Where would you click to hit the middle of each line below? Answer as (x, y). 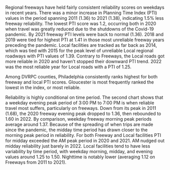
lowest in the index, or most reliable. (43, 88)
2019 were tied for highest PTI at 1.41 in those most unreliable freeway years (85, 40)
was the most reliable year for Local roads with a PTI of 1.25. (69, 67)
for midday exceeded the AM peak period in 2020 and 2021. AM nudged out (85, 140)
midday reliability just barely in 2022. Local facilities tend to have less (78, 146)
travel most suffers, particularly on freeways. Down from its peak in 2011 (81, 108)
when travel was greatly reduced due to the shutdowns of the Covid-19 (80, 29)
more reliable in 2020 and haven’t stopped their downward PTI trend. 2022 (83, 61)
